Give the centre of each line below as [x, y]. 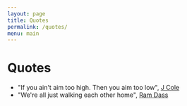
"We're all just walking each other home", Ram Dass [93, 95]
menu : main [23, 33]
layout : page [26, 14]
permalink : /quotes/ [38, 27]
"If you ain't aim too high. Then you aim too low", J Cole [98, 88]
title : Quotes [28, 20]
